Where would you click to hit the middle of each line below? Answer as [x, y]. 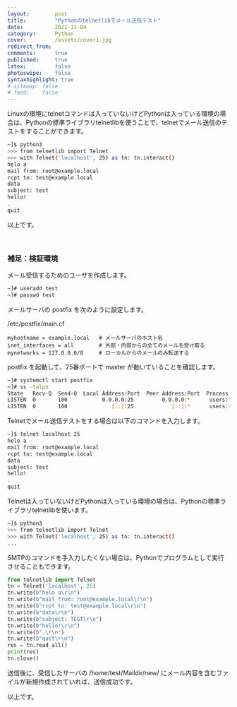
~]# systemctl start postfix [50, 380]
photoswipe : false [39, 73]
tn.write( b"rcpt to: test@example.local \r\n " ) [77, 606]
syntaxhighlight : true [41, 79]
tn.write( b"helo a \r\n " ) [44, 593]
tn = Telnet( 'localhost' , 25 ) [52, 586]
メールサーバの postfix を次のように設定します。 [78, 309]
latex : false [39, 66]
